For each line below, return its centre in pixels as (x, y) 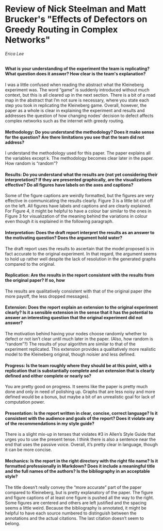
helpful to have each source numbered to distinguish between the (71, 513)
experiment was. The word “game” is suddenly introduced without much (77, 90)
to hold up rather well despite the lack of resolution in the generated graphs (81, 259)
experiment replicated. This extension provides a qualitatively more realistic (81, 349)
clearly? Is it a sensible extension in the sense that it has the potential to (79, 312)
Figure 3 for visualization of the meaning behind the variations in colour (76, 216)
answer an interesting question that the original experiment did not (74, 318)
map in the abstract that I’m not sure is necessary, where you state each (77, 100)
